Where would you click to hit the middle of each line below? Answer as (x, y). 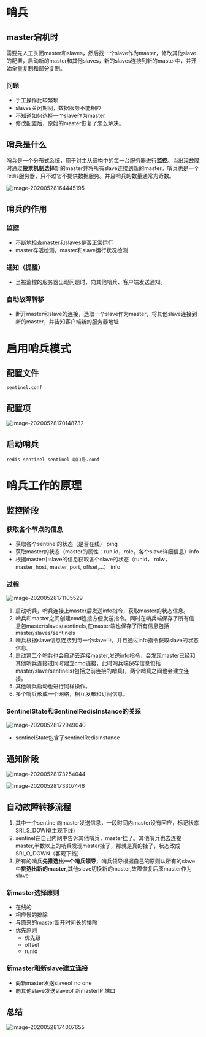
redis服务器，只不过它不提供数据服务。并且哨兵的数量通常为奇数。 (90, 176)
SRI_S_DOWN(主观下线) (45, 831)
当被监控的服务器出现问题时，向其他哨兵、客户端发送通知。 (90, 282)
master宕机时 (32, 37)
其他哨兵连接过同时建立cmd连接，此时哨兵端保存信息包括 (88, 663)
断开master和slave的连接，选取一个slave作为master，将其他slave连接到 (106, 314)
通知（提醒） (25, 268)
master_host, (32, 567)
